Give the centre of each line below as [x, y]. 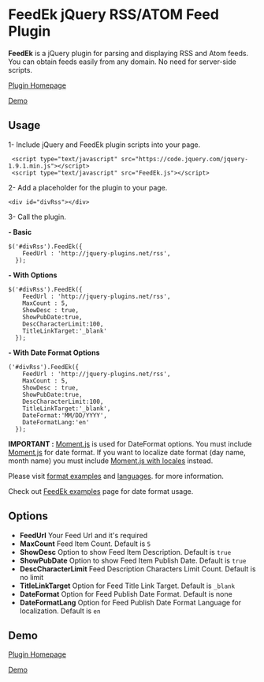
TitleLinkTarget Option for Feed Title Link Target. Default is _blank [127, 586]
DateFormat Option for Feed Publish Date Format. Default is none [126, 593]
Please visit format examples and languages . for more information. [116, 476]
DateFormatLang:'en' [56, 422]
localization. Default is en [60, 611]
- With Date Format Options [54, 352]
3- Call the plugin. [37, 217]
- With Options [33, 275]
